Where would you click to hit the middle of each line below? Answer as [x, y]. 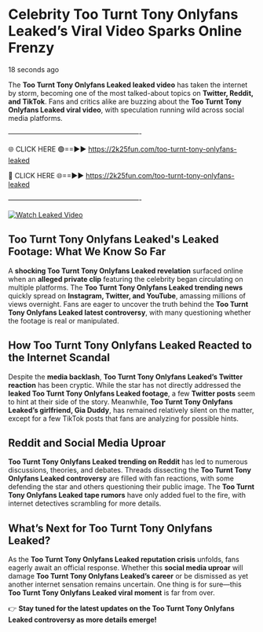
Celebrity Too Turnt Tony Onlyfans [123, 15]
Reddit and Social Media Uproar [87, 442]
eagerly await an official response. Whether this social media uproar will [126, 568]
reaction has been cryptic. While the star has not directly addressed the [125, 385]
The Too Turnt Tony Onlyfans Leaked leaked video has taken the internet [128, 85]
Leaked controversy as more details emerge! [82, 620]
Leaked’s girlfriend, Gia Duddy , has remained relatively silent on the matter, [131, 410]
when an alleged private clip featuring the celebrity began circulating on [126, 279]
